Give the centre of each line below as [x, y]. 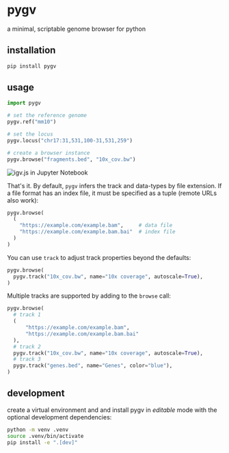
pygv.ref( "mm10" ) [32, 122]
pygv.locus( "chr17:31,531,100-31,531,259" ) [70, 140]
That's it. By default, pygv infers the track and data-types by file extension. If [114, 185]
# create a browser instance [49, 153]
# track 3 [27, 359]
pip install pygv [32, 66]
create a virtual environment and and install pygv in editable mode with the [112, 410]
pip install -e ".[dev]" [42, 442]
